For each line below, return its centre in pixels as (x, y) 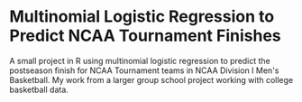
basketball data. (39, 89)
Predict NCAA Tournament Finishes (145, 36)
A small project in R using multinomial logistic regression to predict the (140, 60)
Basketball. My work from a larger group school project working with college (151, 79)
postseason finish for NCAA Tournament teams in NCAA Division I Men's (144, 70)
